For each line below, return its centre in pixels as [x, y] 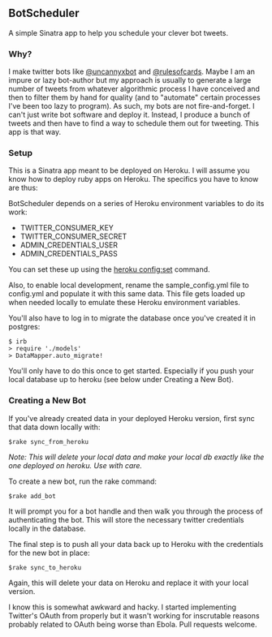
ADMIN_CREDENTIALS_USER [69, 245]
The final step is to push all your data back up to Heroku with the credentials [136, 544]
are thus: [23, 188]
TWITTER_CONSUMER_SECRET [73, 237]
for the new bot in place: [50, 553]
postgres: [24, 327]
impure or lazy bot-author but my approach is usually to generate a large [130, 80]
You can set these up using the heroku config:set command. [109, 269]
